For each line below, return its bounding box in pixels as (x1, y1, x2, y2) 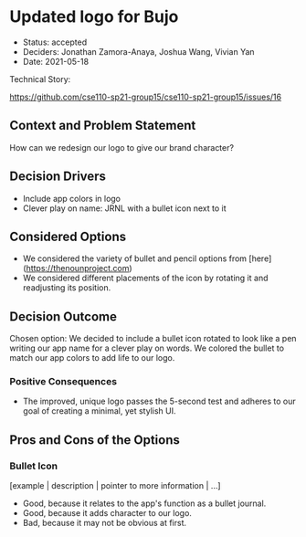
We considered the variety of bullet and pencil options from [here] (22, 253, 272, 264)
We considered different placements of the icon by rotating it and (22, 272, 269, 284)
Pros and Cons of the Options (9, 432, 180, 447)
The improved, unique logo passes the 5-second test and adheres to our (22, 395, 297, 407)
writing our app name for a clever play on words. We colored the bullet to (9, 342, 285, 353)
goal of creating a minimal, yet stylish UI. (22, 405, 176, 416)
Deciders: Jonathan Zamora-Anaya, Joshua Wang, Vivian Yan (22, 46, 255, 57)
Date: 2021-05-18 (22, 56, 90, 67)
